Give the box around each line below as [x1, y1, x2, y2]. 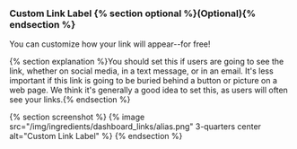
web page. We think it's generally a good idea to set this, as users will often [9, 84, 289, 96]
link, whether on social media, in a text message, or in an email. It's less [9, 66, 274, 76]
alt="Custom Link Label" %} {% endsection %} [9, 131, 183, 142]
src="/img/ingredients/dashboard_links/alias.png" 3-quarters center [9, 121, 262, 132]
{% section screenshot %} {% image [9, 111, 145, 123]
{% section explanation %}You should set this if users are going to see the [9, 57, 284, 67]
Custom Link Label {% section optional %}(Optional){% [9, 7, 257, 20]
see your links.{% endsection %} [9, 94, 131, 105]
